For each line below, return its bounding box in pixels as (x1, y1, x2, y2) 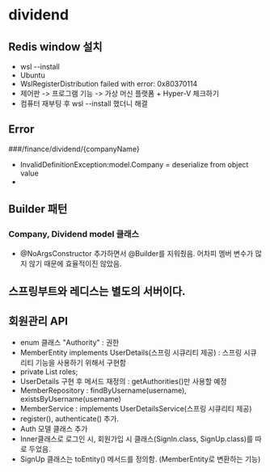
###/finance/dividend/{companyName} (8, 144, 140, 154)
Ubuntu (19, 70, 46, 80)
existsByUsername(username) (19, 394, 121, 403)
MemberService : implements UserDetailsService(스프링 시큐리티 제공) (19, 403, 252, 413)
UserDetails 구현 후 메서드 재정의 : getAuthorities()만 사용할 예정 (19, 376, 227, 386)
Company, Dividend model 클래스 (8, 229, 140, 240)
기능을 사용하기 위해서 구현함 (35, 357, 127, 367)
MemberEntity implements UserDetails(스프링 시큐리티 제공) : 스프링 (19, 348, 243, 357)
